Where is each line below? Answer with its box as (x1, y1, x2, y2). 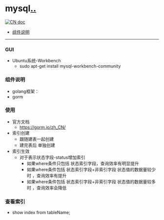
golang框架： (12, 88, 39, 94)
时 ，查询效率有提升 (26, 172, 67, 178)
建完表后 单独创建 (19, 142, 55, 148)
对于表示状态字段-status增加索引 (19, 154, 85, 160)
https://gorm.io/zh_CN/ (19, 124, 66, 130)
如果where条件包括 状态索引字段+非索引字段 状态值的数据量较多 (26, 179, 156, 184)
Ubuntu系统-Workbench (12, 58, 61, 64)
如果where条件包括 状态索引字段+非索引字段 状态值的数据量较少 (26, 166, 156, 172)
